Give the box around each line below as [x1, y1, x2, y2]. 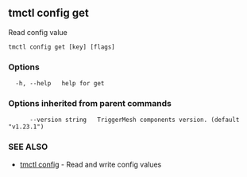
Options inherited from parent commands [8, 98, 172, 109]
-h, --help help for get [15, 80, 105, 88]
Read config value [8, 27, 68, 37]
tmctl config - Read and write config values [19, 159, 162, 169]
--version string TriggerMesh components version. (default [29, 116, 240, 124]
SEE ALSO [8, 141, 48, 152]
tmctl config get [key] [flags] [8, 43, 115, 51]
